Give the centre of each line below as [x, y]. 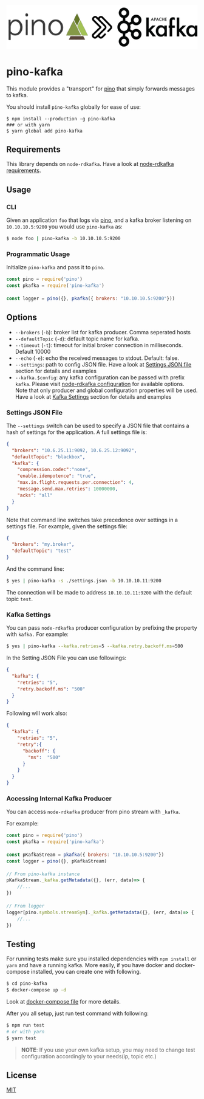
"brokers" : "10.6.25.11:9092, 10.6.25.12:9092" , [74, 450]
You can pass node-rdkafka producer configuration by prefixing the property [102, 628]
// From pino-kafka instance [43, 874]
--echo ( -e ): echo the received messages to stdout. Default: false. [97, 358]
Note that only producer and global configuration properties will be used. [106, 390]
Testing [21, 944]
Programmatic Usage [38, 254]
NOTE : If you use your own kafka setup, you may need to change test [108, 1050]
